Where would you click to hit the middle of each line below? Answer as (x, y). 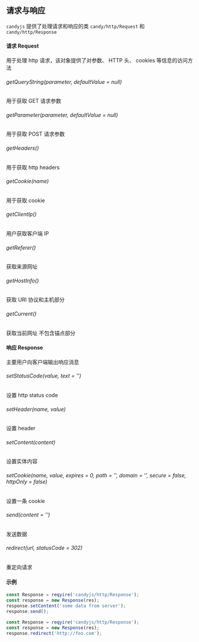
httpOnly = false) (27, 482)
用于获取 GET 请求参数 (34, 101)
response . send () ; (28, 611)
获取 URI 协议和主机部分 (36, 300)
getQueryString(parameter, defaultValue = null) (64, 81)
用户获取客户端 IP (28, 234)
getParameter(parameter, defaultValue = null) (62, 115)
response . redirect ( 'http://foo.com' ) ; (54, 633)
